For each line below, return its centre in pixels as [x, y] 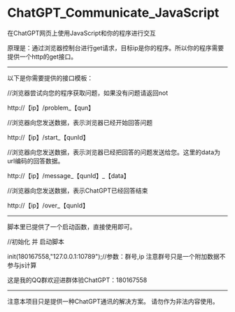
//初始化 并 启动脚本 [36, 242]
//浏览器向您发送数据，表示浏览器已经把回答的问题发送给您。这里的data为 [114, 152]
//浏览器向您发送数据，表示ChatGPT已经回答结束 [78, 191]
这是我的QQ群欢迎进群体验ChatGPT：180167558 [77, 280]
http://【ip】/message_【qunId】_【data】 [69, 175]
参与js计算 [22, 265]
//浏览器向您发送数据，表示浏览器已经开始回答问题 [80, 122]
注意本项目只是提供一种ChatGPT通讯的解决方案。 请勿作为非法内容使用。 [113, 301]
